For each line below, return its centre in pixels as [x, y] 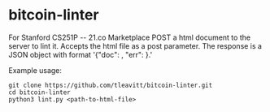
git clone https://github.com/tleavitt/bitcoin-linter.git [111, 85]
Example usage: [35, 70]
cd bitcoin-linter [39, 92]
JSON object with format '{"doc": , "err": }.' [81, 54]
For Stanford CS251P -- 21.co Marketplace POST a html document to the [129, 37]
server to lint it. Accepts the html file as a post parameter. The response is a [135, 45]
